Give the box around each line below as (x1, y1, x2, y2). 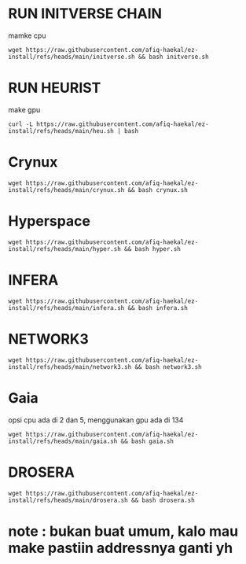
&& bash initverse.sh (138, 53, 210, 61)
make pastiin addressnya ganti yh (8, 539, 233, 557)
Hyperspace (8, 212, 90, 230)
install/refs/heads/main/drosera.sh (8, 496, 128, 504)
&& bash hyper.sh (124, 245, 181, 253)
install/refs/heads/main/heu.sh (8, 127, 114, 135)
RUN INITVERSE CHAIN (8, 5, 163, 23)
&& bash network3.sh (134, 363, 202, 370)
